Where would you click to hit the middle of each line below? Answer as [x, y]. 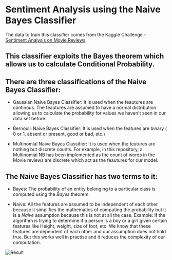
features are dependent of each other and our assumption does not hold [89, 231]
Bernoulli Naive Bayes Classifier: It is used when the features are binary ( [90, 128]
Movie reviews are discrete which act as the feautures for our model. [85, 160]
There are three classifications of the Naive [76, 81]
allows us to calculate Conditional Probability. [80, 64]
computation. [27, 242]
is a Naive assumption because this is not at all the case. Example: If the [89, 215]
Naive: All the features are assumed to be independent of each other [85, 204]
